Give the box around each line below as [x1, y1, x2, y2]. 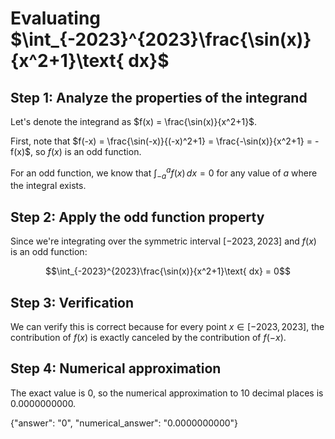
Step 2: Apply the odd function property [10, 208, 265, 226]
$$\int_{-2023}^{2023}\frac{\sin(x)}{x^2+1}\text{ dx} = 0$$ [45, 265, 291, 277]
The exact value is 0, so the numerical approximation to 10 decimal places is [10, 387, 324, 399]
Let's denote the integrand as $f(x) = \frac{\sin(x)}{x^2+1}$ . [10, 116, 258, 127]
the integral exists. [10, 180, 87, 192]
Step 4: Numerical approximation [10, 360, 222, 377]
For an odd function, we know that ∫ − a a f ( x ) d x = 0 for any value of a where [10, 165, 318, 181]
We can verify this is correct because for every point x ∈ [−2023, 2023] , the [10, 321, 325, 333]
